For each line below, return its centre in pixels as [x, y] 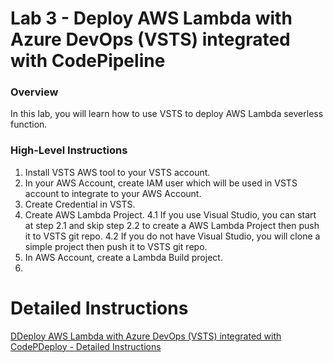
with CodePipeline [88, 61]
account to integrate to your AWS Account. [113, 193]
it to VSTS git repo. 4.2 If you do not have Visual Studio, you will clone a [172, 236]
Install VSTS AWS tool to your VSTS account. [117, 172]
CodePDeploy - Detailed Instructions [86, 346]
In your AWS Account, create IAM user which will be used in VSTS [161, 183]
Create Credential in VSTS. [80, 204]
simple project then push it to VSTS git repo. [116, 246]
